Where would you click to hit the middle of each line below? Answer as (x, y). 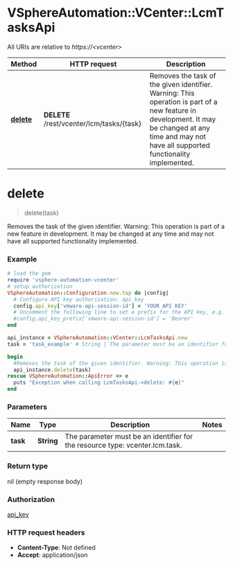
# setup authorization (40, 286)
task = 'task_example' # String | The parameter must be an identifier (113, 344)
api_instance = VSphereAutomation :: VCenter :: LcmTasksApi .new (97, 338)
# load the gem (29, 274)
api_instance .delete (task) (52, 370)
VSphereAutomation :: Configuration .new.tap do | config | (88, 293)
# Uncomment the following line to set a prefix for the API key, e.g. (119, 312)
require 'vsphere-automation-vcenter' (63, 280)
